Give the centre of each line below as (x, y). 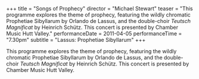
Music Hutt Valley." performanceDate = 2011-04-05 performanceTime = (94, 34)
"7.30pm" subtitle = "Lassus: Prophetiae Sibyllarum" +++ (76, 40)
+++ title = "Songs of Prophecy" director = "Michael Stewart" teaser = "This (99, 9)
